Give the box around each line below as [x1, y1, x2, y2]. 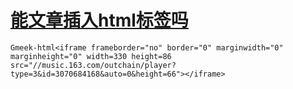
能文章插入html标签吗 [10, 9, 189, 32]
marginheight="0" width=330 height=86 [10, 51, 172, 61]
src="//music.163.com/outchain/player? [10, 60, 177, 70]
